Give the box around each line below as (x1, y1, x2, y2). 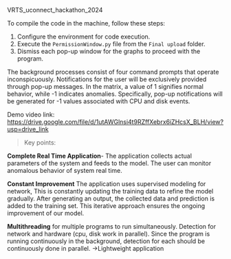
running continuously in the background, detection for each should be (7, 237, 206, 245)
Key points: (23, 138, 56, 147)
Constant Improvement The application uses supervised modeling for (7, 180, 206, 188)
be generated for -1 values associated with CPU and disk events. (7, 97, 190, 105)
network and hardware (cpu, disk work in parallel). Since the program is (7, 230, 210, 238)
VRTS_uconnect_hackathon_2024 (7, 6, 103, 14)
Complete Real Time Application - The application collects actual (7, 152, 192, 160)
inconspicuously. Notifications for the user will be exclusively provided (7, 75, 207, 83)
